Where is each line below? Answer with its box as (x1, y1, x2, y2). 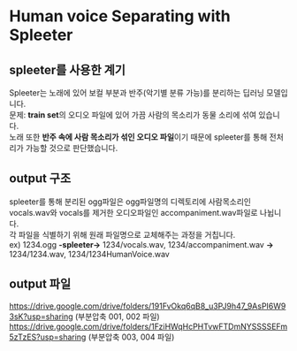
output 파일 (9, 277, 72, 292)
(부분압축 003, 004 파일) (88, 332, 175, 342)
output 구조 (9, 171, 72, 187)
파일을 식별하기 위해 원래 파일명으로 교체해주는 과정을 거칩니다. (18, 229, 236, 240)
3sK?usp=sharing (9, 311, 73, 322)
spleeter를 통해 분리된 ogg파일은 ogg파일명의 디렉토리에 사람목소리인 (9, 196, 252, 207)
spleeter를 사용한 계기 (9, 62, 126, 77)
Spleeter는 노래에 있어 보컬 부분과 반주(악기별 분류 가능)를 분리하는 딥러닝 (9, 88, 265, 98)
